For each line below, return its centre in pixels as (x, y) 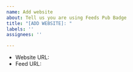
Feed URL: (28, 64)
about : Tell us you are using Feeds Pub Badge (66, 18)
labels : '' (20, 29)
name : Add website (30, 12)
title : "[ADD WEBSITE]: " (39, 23)
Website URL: (32, 57)
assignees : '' (24, 35)
